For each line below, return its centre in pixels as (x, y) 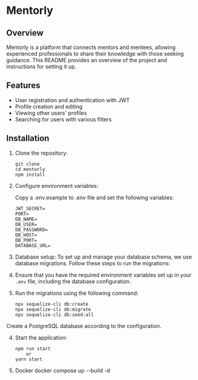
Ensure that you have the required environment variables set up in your (103, 275)
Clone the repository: (41, 153)
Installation (28, 139)
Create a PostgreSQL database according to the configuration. (84, 326)
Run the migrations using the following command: (77, 293)
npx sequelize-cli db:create (52, 304)
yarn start (29, 359)
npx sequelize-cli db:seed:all (54, 315)
